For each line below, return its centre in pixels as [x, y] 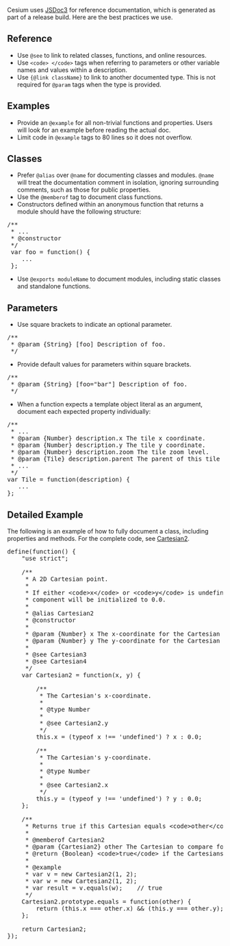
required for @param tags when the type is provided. [89, 84]
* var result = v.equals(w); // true [94, 888]
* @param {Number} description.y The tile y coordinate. [108, 445]
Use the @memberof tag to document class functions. [90, 197]
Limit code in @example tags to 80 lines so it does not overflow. [105, 137]
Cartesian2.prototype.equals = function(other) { [106, 902]
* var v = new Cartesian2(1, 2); [81, 874]
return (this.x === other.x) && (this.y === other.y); [130, 909]
